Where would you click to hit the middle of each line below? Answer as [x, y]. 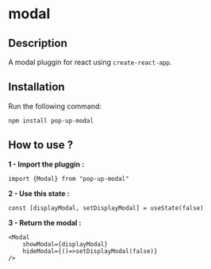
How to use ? [41, 145]
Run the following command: [55, 106]
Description [38, 43]
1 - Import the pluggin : [46, 164]
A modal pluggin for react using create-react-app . [90, 62]
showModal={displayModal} [65, 244]
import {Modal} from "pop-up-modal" [69, 179]
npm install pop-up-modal [51, 121]
